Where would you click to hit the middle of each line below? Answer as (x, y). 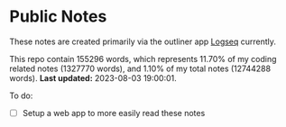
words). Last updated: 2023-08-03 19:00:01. (93, 77)
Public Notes (58, 17)
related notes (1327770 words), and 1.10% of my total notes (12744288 (140, 68)
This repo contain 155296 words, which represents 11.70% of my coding (143, 59)
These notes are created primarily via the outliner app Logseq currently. (143, 41)
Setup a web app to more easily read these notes (114, 113)
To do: (21, 95)
